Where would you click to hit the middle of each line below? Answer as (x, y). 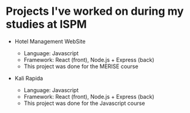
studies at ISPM (46, 24)
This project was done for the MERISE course (81, 66)
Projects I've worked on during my (95, 11)
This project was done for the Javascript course (84, 103)
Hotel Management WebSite (50, 41)
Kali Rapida (29, 78)
